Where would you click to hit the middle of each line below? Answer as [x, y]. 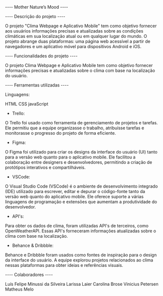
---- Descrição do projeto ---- [35, 16]
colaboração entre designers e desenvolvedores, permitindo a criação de [79, 162]
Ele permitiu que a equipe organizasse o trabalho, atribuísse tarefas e [75, 128]
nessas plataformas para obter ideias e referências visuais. [64, 265]
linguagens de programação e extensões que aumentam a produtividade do [81, 202]
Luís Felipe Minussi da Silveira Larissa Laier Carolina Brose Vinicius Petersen [82, 284]
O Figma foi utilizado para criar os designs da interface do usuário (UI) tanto [81, 152]
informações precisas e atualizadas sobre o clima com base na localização [80, 70]
